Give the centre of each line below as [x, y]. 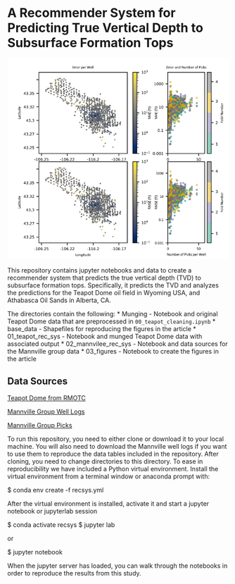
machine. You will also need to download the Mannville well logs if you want [117, 447]
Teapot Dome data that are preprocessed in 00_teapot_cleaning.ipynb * [112, 321]
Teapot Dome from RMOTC [47, 398]
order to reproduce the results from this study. [75, 573]
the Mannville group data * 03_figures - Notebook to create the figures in [113, 352]
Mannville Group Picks [40, 425]
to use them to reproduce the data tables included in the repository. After [113, 454]
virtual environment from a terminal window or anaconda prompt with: [108, 476]
